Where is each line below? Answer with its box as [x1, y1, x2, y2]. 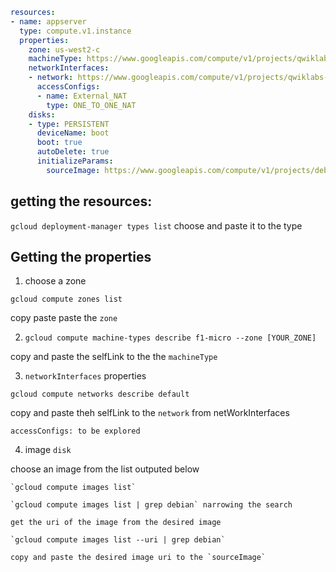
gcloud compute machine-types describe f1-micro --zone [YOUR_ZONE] [24, 333, 317, 343]
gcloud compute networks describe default [10, 389, 190, 400]
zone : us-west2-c [28, 44, 101, 55]
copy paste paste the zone [10, 312, 118, 324]
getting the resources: [10, 193, 153, 210]
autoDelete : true [36, 147, 110, 157]
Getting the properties [10, 248, 152, 265]
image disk [24, 444, 72, 456]
